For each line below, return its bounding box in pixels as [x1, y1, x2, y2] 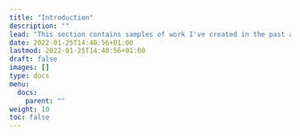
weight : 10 [9, 105, 50, 114]
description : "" [9, 21, 70, 30]
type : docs [9, 72, 50, 81]
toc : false [9, 113, 50, 122]
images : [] [9, 64, 50, 72]
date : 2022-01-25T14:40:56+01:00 [9, 38, 134, 47]
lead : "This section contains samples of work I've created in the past [9, 30, 286, 38]
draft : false [9, 55, 58, 64]
